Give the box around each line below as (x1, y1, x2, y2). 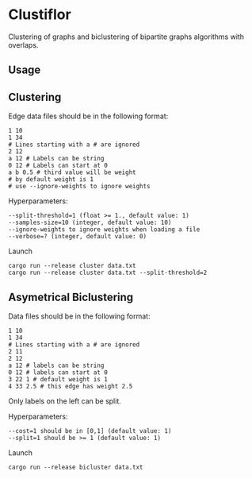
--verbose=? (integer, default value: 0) (8, 233, 147, 241)
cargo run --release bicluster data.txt (8, 463, 144, 471)
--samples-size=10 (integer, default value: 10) (8, 218, 172, 227)
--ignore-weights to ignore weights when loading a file (8, 226, 200, 234)
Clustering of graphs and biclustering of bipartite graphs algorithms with (8, 32, 244, 41)
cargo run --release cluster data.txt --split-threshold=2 (8, 268, 208, 277)
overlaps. (8, 40, 39, 49)
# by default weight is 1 (8, 176, 94, 183)
